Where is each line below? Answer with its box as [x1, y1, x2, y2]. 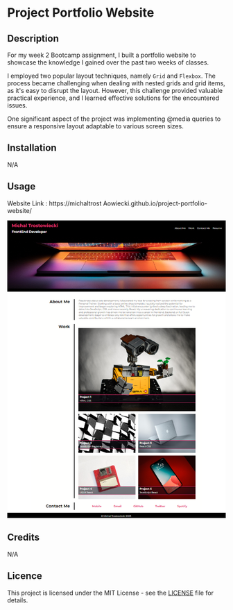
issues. [7, 101, 28, 109]
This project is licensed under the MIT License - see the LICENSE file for [7, 588, 214, 597]
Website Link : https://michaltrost [7, 199, 102, 207]
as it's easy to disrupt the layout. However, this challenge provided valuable [7, 87, 223, 94]
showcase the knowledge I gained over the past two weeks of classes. [7, 58, 209, 67]
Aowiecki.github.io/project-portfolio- [103, 199, 208, 207]
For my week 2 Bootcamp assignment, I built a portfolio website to [7, 51, 196, 59]
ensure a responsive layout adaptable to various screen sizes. [7, 122, 184, 130]
